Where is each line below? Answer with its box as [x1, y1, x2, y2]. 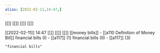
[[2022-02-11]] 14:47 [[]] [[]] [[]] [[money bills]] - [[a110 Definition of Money [5, 29, 155, 35]
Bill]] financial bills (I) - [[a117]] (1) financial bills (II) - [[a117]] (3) [5, 35, 131, 40]
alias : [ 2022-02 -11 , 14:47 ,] [5, 7, 62, 12]
